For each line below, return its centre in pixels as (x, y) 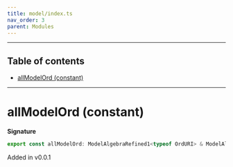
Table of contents (46, 61)
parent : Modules (31, 26)
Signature (22, 132)
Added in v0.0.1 (29, 157)
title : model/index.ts (40, 14)
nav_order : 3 (26, 20)
